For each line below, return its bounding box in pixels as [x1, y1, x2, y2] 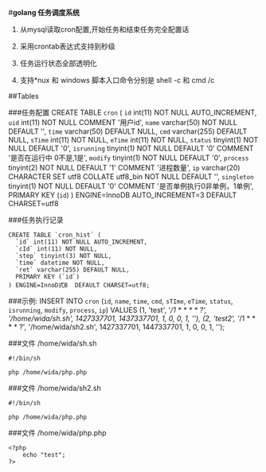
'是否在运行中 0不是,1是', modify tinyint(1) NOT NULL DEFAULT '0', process [8, 153, 249, 162]
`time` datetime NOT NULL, [15, 259, 105, 267]
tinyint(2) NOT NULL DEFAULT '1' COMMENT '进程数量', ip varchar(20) [8, 163, 241, 172]
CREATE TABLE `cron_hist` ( [8, 231, 102, 239]
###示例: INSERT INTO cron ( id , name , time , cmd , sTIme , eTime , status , [8, 296, 233, 306]
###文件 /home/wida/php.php [8, 428, 107, 437]
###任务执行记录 [8, 215, 64, 224]
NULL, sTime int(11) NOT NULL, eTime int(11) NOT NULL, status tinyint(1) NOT [8, 135, 259, 144]
